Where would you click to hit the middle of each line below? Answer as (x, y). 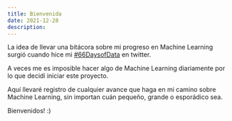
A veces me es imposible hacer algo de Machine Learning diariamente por (116, 69)
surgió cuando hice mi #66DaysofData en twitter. (79, 54)
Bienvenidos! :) (29, 111)
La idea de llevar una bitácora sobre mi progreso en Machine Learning (110, 47)
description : (27, 27)
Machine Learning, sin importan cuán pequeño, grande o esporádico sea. (115, 97)
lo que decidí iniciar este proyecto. (58, 76)
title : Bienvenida (35, 14)
